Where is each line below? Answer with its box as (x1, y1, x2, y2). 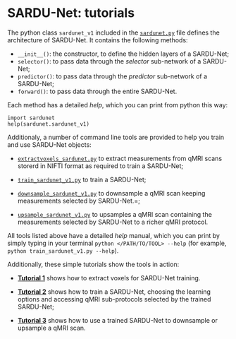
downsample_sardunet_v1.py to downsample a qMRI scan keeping (17, 189, 206, 197)
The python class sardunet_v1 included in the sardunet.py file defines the (7, 28, 220, 37)
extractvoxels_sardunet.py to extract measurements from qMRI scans (17, 154, 223, 162)
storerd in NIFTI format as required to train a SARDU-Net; (17, 161, 184, 170)
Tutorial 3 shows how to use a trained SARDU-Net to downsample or (17, 316, 218, 324)
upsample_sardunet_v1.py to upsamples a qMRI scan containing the (17, 210, 213, 218)
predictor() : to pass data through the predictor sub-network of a (17, 72, 208, 81)
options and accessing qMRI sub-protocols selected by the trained (17, 295, 211, 303)
